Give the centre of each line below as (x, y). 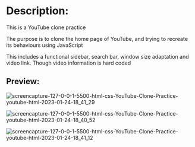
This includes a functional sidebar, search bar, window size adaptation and (97, 56)
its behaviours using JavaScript (45, 45)
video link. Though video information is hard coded (69, 63)
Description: (37, 11)
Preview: (23, 82)
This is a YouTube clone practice (46, 27)
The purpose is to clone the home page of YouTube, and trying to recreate (97, 39)
